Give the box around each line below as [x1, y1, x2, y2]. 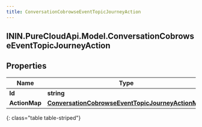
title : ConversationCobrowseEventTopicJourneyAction [6, 8, 141, 15]
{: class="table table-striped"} [6, 114, 81, 121]
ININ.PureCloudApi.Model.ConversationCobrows [6, 31, 194, 42]
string [47, 88, 65, 97]
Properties [6, 61, 47, 71]
